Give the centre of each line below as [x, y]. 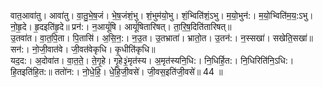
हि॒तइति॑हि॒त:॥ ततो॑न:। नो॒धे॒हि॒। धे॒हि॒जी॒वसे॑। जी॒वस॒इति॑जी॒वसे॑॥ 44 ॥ [116, 71]
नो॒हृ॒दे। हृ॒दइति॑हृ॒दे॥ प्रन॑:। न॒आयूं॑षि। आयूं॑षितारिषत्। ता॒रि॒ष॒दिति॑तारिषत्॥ [121, 26]
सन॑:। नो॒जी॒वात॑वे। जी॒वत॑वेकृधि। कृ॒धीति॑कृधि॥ [83, 49]
